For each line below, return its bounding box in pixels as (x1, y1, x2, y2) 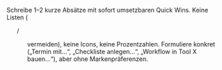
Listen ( (6, 13, 29, 21)
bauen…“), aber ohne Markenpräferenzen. (26, 55, 148, 63)
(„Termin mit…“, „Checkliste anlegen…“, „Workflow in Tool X (26, 48, 198, 55)
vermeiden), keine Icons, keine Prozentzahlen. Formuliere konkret (26, 40, 216, 48)
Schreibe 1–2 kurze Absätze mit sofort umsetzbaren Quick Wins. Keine (6, 6, 209, 14)
